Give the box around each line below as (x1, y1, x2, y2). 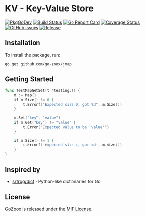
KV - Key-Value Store (5, 3, 94, 14)
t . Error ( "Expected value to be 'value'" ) (23, 124, 109, 130)
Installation (5, 39, 40, 47)
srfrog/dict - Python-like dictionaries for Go (12, 179, 101, 184)
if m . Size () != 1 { (14, 138, 54, 143)
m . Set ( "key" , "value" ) (14, 115, 61, 120)
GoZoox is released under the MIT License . (5, 206, 93, 212)
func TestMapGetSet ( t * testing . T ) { (5, 88, 80, 93)
